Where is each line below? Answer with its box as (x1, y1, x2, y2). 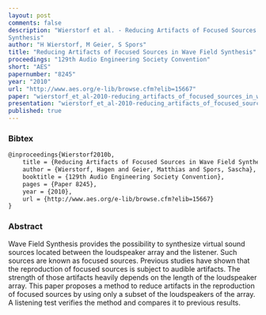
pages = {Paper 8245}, (22, 180, 97, 188)
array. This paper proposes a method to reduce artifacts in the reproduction (8, 281, 255, 291)
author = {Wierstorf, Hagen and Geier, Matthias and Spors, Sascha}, (22, 166, 257, 174)
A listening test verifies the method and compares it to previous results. (8, 298, 241, 307)
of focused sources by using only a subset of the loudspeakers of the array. (8, 289, 256, 298)
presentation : (8, 99, 55, 107)
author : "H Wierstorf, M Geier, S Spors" (8, 41, 147, 49)
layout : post (8, 11, 51, 20)
